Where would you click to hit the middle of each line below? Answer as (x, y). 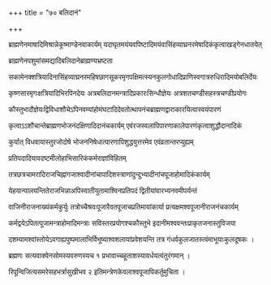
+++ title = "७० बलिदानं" (45, 13)
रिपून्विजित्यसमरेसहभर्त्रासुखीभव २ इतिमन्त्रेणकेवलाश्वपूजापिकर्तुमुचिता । (97, 272)
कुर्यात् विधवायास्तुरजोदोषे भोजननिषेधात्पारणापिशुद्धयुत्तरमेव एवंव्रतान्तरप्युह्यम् (101, 142)
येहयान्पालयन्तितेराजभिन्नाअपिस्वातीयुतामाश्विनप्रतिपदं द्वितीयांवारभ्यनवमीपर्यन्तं (103, 190)
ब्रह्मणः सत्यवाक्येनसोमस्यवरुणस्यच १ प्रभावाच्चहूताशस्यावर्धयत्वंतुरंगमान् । (99, 255)
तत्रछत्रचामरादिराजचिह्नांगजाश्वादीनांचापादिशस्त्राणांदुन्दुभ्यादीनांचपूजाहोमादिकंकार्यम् (109, 174)
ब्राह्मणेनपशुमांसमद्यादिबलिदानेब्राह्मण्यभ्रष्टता (61, 60)
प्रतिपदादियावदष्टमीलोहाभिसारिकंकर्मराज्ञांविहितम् (67, 158)
